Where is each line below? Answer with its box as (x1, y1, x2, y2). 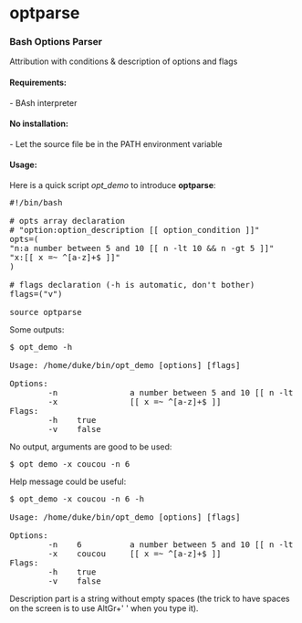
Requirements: (9, 77, 67, 89)
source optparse (9, 307, 82, 318)
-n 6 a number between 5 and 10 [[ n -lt (47, 540, 294, 550)
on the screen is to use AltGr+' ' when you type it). (9, 603, 199, 614)
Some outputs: (9, 324, 65, 335)
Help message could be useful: (9, 476, 127, 487)
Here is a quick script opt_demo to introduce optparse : (9, 180, 216, 191)
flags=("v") (9, 289, 63, 300)
